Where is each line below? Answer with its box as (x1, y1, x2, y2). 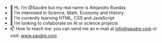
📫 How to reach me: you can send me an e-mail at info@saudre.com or (9, 26, 158, 31)
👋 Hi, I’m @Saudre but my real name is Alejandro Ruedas (9, 5, 126, 10)
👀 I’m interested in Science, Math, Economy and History (9, 10, 124, 16)
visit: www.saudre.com (9, 33, 57, 39)
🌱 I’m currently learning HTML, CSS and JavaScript (9, 15, 115, 21)
